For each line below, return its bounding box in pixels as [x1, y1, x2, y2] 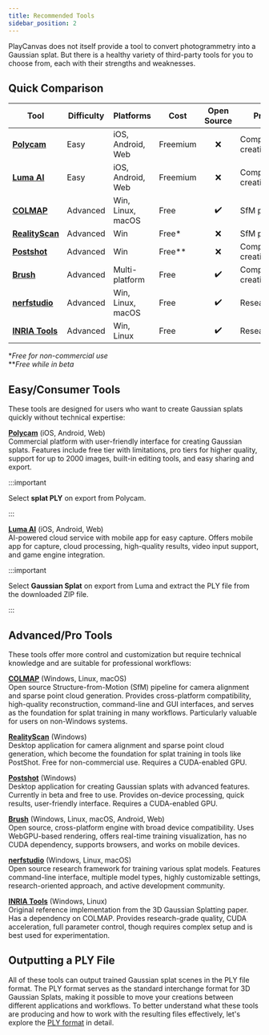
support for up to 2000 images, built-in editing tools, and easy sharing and [8, 454, 255, 464]
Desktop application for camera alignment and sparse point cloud [8, 740, 224, 750]
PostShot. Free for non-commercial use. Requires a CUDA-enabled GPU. [8, 757, 247, 767]
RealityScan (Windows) [8, 732, 87, 741]
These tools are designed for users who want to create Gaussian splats [8, 404, 243, 414]
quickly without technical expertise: [8, 412, 126, 422]
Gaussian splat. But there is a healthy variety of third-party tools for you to [8, 50, 254, 59]
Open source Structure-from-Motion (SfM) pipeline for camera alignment [8, 682, 250, 692]
